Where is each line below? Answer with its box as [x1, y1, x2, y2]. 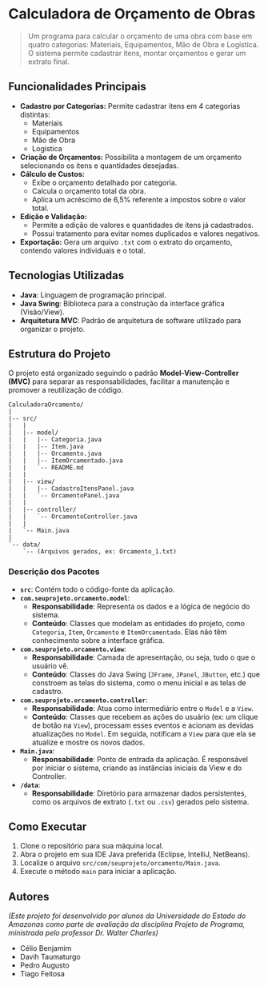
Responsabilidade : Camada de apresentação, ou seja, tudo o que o [31, 653, 256, 662]
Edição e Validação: [19, 211, 88, 221]
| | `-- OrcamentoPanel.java [8, 492, 120, 500]
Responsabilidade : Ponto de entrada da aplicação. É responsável [31, 754, 249, 764]
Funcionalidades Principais [8, 80, 146, 94]
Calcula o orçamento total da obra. [31, 186, 146, 196]
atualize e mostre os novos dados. [31, 737, 146, 747]
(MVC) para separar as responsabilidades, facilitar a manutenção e [8, 377, 230, 386]
